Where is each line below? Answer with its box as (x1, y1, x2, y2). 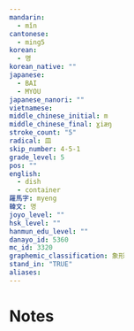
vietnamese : (9, 104, 53, 112)
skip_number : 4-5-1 (9, 144, 81, 153)
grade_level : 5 (9, 152, 65, 162)
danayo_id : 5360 (9, 235, 69, 244)
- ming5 (17, 37, 46, 47)
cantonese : (9, 29, 49, 38)
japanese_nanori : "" (9, 95, 86, 104)
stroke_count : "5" (9, 128, 77, 137)
